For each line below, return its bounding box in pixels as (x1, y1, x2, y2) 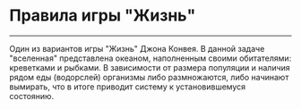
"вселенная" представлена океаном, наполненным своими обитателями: (9, 53, 292, 63)
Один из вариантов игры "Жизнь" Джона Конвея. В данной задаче (9, 43, 265, 54)
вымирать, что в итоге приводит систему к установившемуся (9, 81, 246, 92)
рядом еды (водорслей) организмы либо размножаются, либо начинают (9, 71, 289, 82)
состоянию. (9, 90, 55, 101)
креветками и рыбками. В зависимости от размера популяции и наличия (9, 62, 291, 72)
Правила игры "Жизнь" (9, 5, 196, 26)
